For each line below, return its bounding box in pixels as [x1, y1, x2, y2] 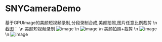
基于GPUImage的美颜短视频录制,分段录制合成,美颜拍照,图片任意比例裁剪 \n [5, 20, 157, 25]
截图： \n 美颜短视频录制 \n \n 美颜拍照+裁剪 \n [5, 25, 138, 32]
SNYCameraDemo [5, 3, 81, 14]
